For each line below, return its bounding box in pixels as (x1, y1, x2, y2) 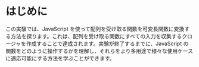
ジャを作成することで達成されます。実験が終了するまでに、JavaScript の (10, 40, 189, 47)
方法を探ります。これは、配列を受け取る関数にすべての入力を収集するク (10, 32, 188, 39)
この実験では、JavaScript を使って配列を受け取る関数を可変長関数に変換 (5, 25, 185, 32)
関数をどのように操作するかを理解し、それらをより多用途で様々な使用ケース (5, 47, 194, 54)
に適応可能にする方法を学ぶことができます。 (5, 55, 115, 62)
